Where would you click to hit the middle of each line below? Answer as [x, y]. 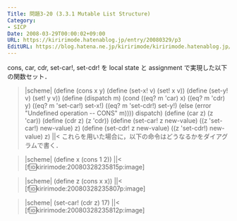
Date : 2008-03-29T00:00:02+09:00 [56, 34]
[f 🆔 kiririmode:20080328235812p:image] [85, 210]
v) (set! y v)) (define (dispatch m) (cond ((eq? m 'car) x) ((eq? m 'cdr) [125, 98]
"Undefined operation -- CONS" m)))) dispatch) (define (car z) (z [119, 113]
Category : [22, 20]
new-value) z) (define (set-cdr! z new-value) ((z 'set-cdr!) [124, 128]
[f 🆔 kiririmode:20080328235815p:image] [85, 167]
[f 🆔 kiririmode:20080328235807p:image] [85, 189]
